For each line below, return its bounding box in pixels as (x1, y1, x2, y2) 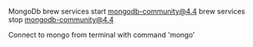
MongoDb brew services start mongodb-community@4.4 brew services (8, 7, 246, 16)
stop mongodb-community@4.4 (8, 15, 114, 24)
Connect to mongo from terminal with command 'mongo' (8, 31, 196, 39)
